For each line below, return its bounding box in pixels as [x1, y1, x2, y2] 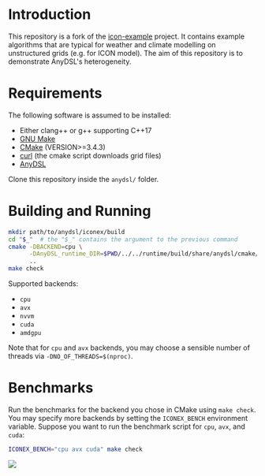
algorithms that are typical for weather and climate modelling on [8, 39, 216, 49]
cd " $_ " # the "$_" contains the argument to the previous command [8, 235, 238, 244]
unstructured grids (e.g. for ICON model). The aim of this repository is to [8, 48, 243, 58]
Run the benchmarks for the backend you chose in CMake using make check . [8, 405, 256, 415]
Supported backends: [8, 279, 79, 288]
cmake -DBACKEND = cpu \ [8, 243, 83, 251]
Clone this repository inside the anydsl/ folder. [8, 174, 159, 184]
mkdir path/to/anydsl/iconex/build [8, 228, 125, 236]
